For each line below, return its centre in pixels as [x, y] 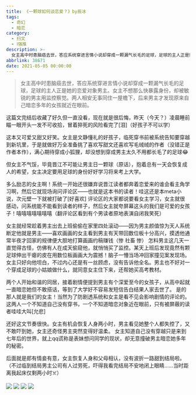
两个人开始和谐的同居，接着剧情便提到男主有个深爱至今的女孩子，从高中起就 [98, 282]
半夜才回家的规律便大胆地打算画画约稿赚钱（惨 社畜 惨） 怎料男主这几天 [97, 241]
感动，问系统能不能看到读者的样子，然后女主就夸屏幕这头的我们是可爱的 [93, 206]
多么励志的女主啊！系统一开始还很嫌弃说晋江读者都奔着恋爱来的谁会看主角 [95, 184]
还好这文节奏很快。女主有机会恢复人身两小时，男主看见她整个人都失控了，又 [98, 324]
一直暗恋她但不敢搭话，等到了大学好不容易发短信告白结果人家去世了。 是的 [96, 290]
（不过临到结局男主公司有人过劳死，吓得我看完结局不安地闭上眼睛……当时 [95, 366]
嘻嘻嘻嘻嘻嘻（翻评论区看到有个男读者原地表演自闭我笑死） [93, 214]
